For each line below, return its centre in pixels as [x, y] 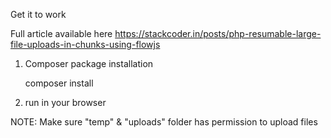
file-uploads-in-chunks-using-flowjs [85, 44]
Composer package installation [89, 63]
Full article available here [61, 33]
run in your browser [65, 102]
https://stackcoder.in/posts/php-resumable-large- [218, 33]
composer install [59, 83]
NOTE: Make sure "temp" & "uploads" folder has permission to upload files [164, 122]
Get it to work [38, 14]
